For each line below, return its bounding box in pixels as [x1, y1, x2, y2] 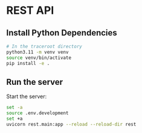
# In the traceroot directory [6, 43, 83, 49]
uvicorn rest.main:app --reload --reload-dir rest [6, 121, 137, 127]
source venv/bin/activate [6, 55, 71, 61]
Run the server [6, 76, 63, 87]
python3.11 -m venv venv [6, 49, 69, 55]
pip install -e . [6, 60, 50, 66]
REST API [6, 4, 54, 17]
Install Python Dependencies [6, 28, 118, 38]
